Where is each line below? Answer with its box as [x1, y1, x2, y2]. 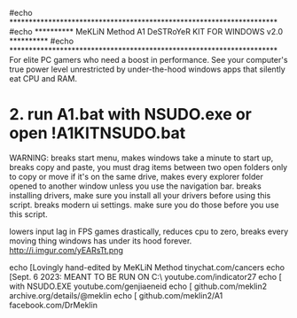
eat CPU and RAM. [9, 74, 78, 83]
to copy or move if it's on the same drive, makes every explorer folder [9, 171, 263, 182]
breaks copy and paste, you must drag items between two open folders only [9, 161, 288, 172]
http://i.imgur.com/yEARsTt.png [9, 244, 124, 255]
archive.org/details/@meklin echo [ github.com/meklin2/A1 [9, 290, 223, 300]
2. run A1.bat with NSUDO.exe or [9, 105, 253, 125]
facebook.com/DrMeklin [9, 299, 98, 310]
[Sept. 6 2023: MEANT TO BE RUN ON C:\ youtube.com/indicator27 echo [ [9, 271, 282, 282]
